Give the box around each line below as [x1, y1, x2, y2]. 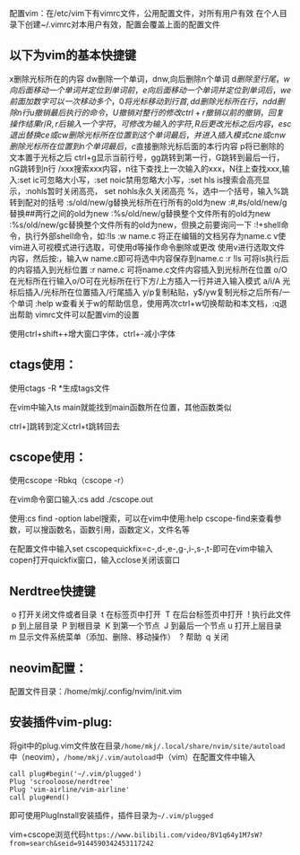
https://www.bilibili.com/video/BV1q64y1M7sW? [86, 830, 263, 840]
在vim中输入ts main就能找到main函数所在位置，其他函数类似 [9, 401, 232, 412]
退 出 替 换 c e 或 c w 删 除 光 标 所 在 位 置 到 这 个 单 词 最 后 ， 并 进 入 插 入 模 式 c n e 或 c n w [9, 129, 287, 140]
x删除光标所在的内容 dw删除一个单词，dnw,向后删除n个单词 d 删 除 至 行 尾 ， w [9, 73, 291, 84]
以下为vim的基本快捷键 [9, 48, 137, 63]
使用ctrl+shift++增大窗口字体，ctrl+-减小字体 [9, 328, 176, 339]
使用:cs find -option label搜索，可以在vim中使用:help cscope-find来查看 [9, 513, 275, 524]
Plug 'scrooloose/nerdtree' [9, 777, 115, 786]
